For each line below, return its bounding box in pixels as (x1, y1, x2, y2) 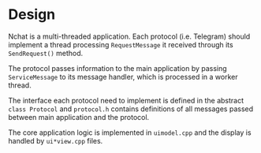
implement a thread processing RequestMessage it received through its (8, 39, 234, 49)
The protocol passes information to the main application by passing (8, 63, 227, 73)
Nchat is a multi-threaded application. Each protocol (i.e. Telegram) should (8, 32, 251, 41)
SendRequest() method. (8, 48, 84, 58)
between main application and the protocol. (8, 112, 150, 121)
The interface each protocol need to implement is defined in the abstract (8, 95, 244, 105)
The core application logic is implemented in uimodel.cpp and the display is (8, 128, 252, 137)
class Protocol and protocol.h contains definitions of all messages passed (8, 104, 254, 114)
